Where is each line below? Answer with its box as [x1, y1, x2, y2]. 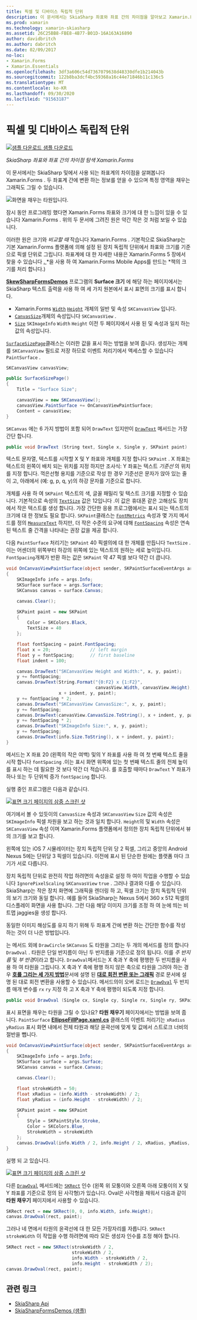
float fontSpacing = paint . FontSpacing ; [16, 641, 117, 647]
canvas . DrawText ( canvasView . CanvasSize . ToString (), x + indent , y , [16, 712, 185, 718]
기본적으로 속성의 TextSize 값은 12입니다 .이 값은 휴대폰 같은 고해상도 [18, 497, 178, 504]
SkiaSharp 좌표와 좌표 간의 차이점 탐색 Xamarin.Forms [6, 157, 134, 164]
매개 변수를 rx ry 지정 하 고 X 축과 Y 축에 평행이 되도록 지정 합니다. [12, 985, 165, 992]
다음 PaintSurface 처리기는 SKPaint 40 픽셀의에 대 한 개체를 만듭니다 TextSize [6, 539, 188, 546]
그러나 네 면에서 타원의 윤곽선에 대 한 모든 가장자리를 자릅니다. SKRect [6, 1225, 166, 1232]
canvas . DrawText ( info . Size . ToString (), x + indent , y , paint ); [16, 734, 175, 740]
